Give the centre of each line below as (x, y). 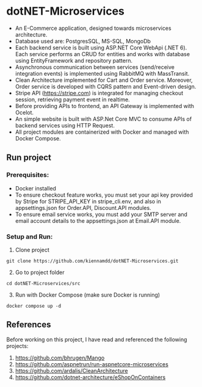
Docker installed (36, 188)
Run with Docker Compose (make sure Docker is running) (88, 295)
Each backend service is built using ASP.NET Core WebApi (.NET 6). (101, 48)
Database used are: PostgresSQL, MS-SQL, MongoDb (83, 41)
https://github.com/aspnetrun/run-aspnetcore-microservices (92, 364)
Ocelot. (24, 112)
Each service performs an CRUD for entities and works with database (103, 54)
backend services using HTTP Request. (65, 125)
